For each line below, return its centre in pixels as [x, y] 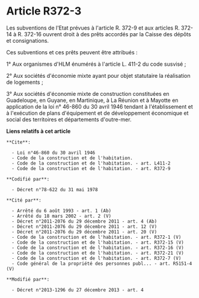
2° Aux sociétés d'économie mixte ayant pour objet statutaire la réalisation [98, 75]
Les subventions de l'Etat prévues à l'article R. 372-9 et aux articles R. [93, 28]
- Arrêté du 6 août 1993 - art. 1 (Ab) [62, 211]
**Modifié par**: [28, 279]
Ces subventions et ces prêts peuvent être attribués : [72, 52]
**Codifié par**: [28, 179]
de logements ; [25, 82]
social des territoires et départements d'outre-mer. [69, 119]
